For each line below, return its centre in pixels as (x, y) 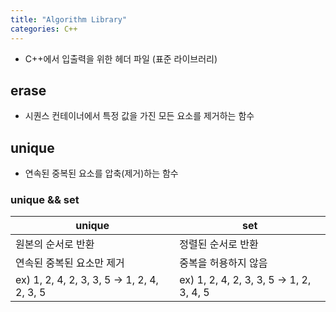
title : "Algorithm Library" (69, 19)
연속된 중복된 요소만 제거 (70, 263)
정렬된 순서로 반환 (219, 244)
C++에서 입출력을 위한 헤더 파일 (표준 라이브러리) (121, 58)
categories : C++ (44, 29)
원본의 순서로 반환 (55, 244)
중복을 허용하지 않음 (223, 263)
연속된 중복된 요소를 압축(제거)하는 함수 (101, 173)
